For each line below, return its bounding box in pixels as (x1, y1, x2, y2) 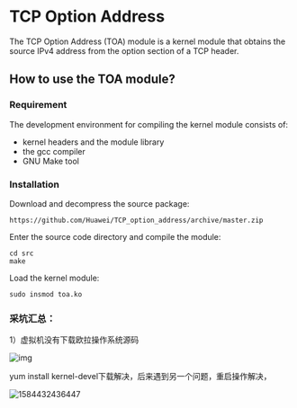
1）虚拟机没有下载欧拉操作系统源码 (9, 334, 139, 345)
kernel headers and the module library (22, 137, 165, 147)
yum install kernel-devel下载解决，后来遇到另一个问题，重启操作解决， (9, 371, 272, 382)
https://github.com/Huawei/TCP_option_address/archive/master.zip (9, 216, 264, 225)
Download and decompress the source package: (9, 198, 190, 208)
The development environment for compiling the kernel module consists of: (9, 119, 289, 129)
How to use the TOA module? (9, 72, 175, 87)
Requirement (9, 99, 67, 111)
